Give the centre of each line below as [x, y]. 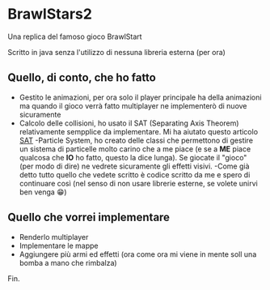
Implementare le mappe [59, 245]
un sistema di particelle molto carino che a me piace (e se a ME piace [135, 149]
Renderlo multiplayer [54, 237]
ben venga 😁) [43, 192]
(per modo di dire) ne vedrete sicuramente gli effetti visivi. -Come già [134, 166]
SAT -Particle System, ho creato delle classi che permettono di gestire [136, 140]
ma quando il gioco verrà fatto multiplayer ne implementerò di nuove [133, 105]
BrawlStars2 [50, 14]
